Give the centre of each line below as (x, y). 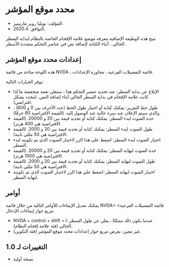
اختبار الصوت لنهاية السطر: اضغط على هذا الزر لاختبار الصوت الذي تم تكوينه (84, 172)
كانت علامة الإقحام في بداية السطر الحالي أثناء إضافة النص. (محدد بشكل (81, 96)
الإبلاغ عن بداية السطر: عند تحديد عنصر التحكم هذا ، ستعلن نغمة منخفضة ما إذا (86, 91)
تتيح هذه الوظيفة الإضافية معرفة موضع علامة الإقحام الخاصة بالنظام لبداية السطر (81, 38)
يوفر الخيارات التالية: (25, 81)
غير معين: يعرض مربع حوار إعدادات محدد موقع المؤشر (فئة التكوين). (77, 231)
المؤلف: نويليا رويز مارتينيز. (38, 23)
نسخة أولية (23, 259)
